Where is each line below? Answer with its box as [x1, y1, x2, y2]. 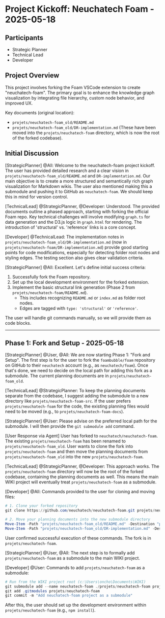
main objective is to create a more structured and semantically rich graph [5, 178, 153, 184]
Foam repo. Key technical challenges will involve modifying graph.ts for [5, 213, 150, 220]
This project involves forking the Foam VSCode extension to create [5, 84, 141, 90]
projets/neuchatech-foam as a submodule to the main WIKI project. [5, 555, 140, 561]
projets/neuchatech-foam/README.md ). [12, 289, 88, 295]
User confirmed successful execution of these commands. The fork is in [5, 535, 151, 541]
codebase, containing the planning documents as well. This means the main [5, 474, 159, 480]
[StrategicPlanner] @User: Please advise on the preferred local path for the [5, 418, 157, 424]
